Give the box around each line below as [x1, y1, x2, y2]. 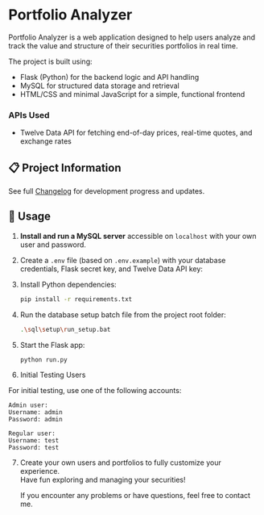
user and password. [19, 240, 87, 249]
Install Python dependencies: [19, 279, 117, 289]
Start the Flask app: [19, 340, 85, 350]
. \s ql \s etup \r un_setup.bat [19, 325, 111, 333]
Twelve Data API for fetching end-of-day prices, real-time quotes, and [19, 128, 253, 138]
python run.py [19, 355, 68, 364]
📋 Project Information [8, 161, 122, 174]
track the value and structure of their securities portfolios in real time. [8, 40, 239, 50]
